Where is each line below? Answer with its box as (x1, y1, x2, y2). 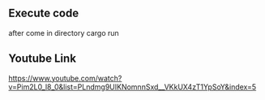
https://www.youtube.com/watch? (8, 73, 122, 83)
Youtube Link (8, 52, 77, 66)
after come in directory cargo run (8, 28, 119, 37)
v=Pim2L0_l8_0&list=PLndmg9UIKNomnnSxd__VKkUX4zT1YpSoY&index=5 (8, 81, 257, 92)
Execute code (8, 7, 79, 20)
